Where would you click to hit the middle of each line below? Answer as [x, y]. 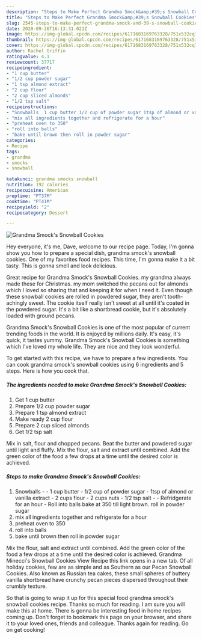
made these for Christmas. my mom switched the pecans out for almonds [97, 284]
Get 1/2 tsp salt [33, 432]
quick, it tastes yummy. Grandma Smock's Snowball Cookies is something [98, 340]
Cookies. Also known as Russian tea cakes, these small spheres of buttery [98, 573]
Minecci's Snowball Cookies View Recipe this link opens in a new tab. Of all [99, 561]
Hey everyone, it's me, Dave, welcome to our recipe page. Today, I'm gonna [100, 246]
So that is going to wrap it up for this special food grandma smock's [90, 598]
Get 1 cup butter [35, 400]
